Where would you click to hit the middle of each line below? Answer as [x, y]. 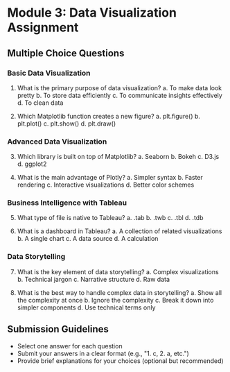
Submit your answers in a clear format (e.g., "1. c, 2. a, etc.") [103, 353]
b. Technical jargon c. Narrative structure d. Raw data [94, 279]
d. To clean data [40, 103]
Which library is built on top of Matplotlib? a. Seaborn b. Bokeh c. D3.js [118, 157]
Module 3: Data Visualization [92, 13]
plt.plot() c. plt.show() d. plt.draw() [67, 124]
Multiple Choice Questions [66, 53]
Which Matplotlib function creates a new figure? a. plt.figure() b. [109, 116]
